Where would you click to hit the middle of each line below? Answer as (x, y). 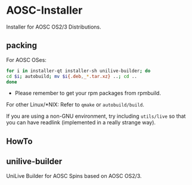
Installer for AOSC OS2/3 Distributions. (54, 27)
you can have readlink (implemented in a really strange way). (81, 123)
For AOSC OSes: (26, 59)
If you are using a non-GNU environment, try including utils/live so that (96, 116)
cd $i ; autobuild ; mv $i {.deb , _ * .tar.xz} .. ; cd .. (72, 76)
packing (22, 46)
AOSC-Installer (44, 10)
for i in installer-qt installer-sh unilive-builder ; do (78, 71)
